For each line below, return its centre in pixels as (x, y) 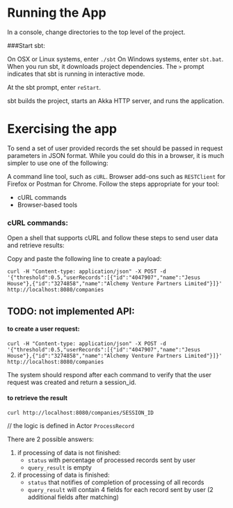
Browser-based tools (47, 205)
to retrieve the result (38, 398)
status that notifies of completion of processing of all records (116, 482)
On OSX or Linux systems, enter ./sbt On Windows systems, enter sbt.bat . (115, 59)
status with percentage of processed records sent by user (112, 460)
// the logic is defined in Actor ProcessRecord (71, 425)
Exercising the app (62, 129)
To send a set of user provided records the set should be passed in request (115, 148)
